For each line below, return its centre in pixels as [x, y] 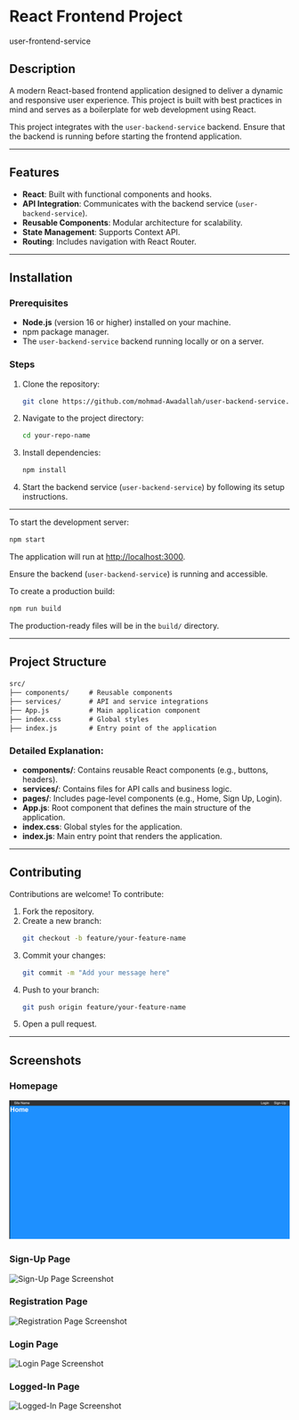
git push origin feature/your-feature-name [104, 1007]
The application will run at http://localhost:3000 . [97, 557]
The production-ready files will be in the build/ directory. [114, 625]
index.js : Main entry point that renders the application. [122, 836]
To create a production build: [62, 592]
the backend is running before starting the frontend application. [125, 136]
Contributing [45, 873]
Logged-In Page [44, 1387]
